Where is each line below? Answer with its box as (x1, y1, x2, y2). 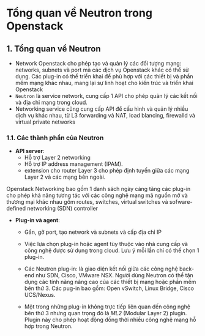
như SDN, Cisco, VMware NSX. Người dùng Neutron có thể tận (35, 272, 194, 279)
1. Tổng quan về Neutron (6, 43, 101, 54)
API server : (15, 147, 45, 155)
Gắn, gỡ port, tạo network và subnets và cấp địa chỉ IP (24, 228, 162, 236)
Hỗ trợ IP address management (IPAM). (24, 160, 124, 168)
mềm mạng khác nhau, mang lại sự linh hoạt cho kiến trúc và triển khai (15, 80, 194, 86)
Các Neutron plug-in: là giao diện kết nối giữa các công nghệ (24, 265, 179, 272)
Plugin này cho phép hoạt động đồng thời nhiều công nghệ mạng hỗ (24, 316, 196, 324)
